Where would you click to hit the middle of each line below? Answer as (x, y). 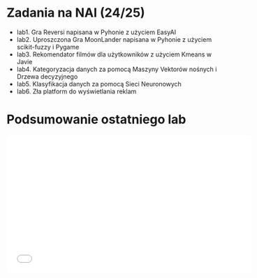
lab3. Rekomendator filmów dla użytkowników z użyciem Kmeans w (114, 54)
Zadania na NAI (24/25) (76, 13)
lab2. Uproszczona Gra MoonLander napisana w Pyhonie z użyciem (114, 39)
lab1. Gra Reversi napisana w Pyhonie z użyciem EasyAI (96, 32)
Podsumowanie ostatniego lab (96, 119)
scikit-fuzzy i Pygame (48, 47)
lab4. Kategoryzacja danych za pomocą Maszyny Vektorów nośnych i (117, 69)
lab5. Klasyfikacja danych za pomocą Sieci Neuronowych (99, 84)
